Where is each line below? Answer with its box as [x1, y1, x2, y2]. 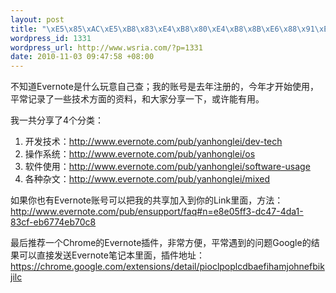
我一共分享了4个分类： [10, 114, 105, 126]
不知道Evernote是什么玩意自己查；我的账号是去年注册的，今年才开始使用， [10, 81, 319, 93]
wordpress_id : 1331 [10, 33, 92, 43]
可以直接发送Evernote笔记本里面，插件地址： [18, 249, 205, 261]
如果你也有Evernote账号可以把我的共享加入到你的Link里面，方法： [10, 194, 284, 206]
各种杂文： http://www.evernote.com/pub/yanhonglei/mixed [24, 173, 271, 185]
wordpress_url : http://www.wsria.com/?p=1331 [10, 42, 203, 53]
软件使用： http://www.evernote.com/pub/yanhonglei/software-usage [24, 161, 311, 173]
